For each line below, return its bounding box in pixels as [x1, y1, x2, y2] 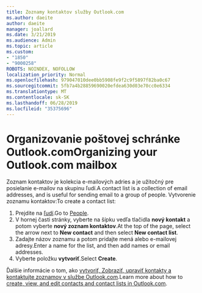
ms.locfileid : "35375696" [6, 105, 72, 112]
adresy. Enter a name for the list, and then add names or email [15, 242, 170, 250]
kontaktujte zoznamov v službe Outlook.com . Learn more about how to [6, 273, 183, 281]
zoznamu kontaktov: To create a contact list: [6, 198, 116, 205]
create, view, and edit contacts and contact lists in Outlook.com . [6, 280, 168, 287]
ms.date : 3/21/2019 [6, 32, 56, 38]
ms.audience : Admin [6, 37, 56, 43]
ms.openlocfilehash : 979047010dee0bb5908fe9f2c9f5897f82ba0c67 [6, 77, 171, 83]
